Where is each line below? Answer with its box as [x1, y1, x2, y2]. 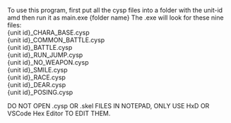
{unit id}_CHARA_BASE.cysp [7, 28, 90, 37]
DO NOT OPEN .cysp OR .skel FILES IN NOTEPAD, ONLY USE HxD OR [7, 102, 210, 110]
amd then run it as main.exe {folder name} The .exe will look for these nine [7, 13, 224, 22]
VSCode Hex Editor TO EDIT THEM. [7, 109, 111, 117]
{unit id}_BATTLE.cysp [7, 44, 73, 51]
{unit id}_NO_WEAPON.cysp [7, 58, 89, 66]
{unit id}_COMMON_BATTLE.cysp [7, 36, 105, 44]
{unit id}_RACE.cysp [7, 73, 66, 82]
